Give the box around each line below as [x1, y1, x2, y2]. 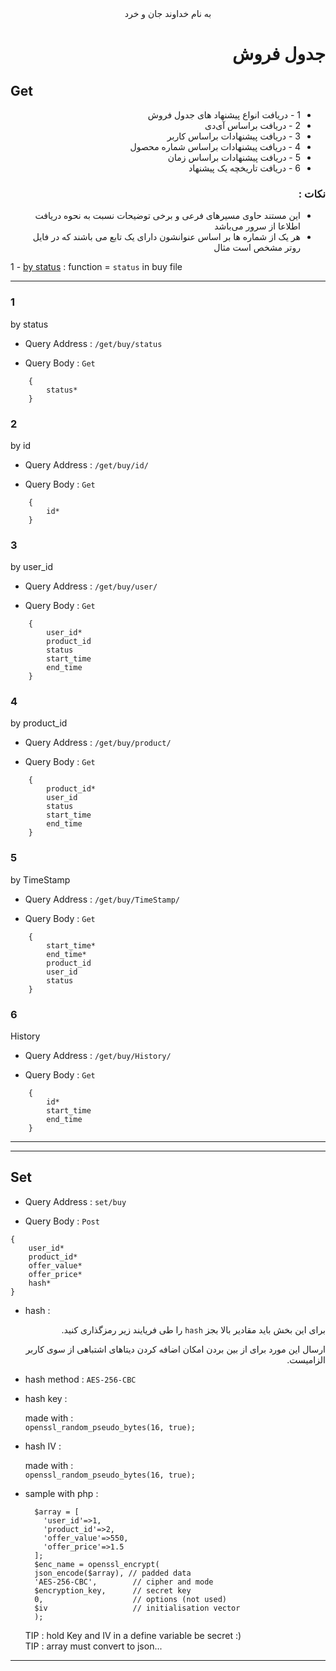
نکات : [298, 187, 326, 201]
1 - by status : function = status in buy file [10, 261, 183, 273]
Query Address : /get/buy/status [24, 337, 163, 349]
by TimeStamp [10, 873, 71, 886]
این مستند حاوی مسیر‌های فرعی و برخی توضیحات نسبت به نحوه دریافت [34, 210, 301, 222]
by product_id [10, 717, 68, 729]
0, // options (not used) [34, 1594, 227, 1604]
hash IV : [24, 1440, 62, 1452]
